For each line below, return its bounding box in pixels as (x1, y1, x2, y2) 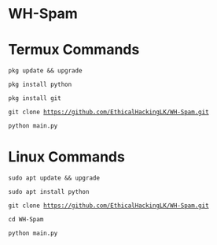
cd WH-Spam (8, 216, 44, 224)
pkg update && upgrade (8, 67, 83, 75)
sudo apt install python (8, 188, 90, 196)
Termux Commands (8, 41, 140, 59)
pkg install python (8, 80, 72, 89)
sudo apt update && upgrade (8, 174, 101, 182)
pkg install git (8, 95, 61, 102)
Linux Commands (8, 148, 126, 166)
